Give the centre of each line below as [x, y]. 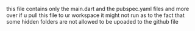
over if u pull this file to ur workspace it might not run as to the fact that [95, 15]
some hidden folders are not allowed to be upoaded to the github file [92, 22]
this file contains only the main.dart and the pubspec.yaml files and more [98, 9]
